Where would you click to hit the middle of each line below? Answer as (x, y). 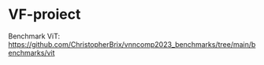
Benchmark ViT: (34, 36)
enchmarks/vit (32, 52)
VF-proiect (45, 14)
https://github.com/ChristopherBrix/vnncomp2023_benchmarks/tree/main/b (132, 44)
